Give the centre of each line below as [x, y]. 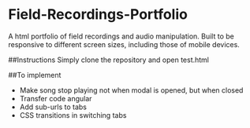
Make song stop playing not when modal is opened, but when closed [131, 90]
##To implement [35, 75]
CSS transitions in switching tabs [73, 115]
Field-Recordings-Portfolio [98, 15]
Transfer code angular [56, 98]
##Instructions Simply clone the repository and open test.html [109, 60]
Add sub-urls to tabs [53, 107]
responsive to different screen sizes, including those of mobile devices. [124, 44]
